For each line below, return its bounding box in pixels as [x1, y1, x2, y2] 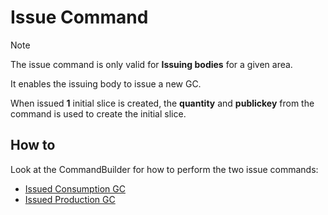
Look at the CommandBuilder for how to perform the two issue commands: [10, 163, 319, 175]
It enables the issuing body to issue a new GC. [10, 77, 202, 90]
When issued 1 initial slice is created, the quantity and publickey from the [10, 97, 315, 109]
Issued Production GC [24, 193, 116, 205]
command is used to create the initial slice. [10, 107, 187, 120]
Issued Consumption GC [24, 182, 126, 195]
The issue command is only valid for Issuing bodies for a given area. [10, 58, 293, 70]
